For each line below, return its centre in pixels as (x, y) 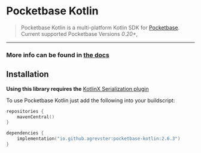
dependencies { (25, 133)
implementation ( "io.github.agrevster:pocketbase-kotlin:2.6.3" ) (99, 139)
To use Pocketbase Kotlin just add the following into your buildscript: (91, 100)
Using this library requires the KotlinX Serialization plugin (77, 88)
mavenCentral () (36, 117)
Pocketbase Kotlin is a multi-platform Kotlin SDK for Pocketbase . (100, 27)
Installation (28, 74)
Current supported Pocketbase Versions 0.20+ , (79, 33)
